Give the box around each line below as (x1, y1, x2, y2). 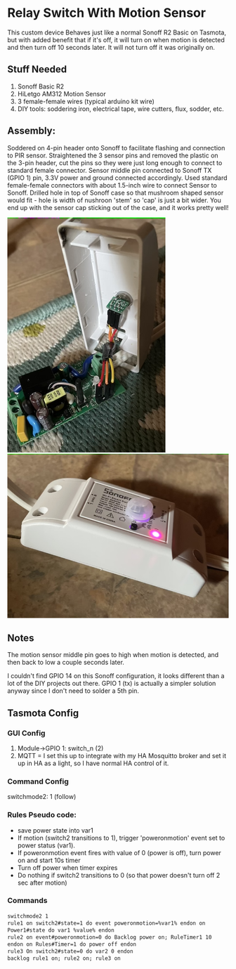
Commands (7, 896, 48, 906)
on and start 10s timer (17, 856, 81, 864)
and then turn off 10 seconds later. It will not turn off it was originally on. (7, 43, 216, 51)
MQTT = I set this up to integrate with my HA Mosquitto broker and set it (17, 751, 227, 760)
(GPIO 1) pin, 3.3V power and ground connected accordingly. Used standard (7, 174, 228, 182)
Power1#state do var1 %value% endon (7, 926, 114, 934)
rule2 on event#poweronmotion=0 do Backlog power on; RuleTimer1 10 (7, 933, 212, 941)
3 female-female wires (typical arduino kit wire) (17, 97, 155, 105)
